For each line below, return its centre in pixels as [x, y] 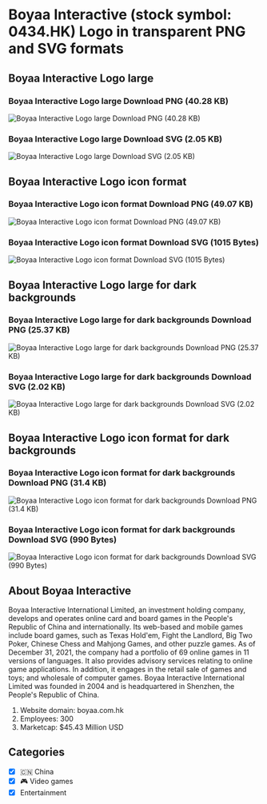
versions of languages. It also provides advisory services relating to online [131, 660]
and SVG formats [66, 49]
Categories [37, 752]
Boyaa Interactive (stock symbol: [120, 15]
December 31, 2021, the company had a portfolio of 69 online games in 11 [129, 652]
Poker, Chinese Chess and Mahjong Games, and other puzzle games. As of [132, 643]
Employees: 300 [47, 718]
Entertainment [43, 792]
